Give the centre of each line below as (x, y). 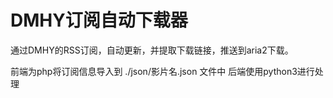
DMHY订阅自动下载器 (99, 20)
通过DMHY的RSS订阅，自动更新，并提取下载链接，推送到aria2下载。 (152, 50)
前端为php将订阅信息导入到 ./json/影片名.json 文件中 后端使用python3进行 (162, 71)
